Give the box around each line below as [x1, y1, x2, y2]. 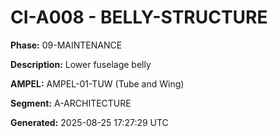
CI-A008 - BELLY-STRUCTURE [10, 6, 268, 29]
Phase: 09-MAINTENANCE [10, 39, 123, 51]
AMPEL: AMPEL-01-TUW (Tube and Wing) [10, 77, 185, 90]
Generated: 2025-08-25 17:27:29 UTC [10, 116, 169, 128]
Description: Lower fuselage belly [10, 58, 152, 70]
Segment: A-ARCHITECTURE [10, 97, 132, 109]
